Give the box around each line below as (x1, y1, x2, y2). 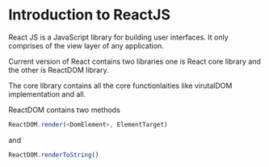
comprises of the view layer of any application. (8, 40, 164, 50)
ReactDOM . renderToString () (8, 151, 99, 159)
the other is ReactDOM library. (8, 65, 109, 74)
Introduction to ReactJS (8, 6, 171, 24)
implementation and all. (8, 89, 86, 98)
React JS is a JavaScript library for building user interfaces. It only (8, 32, 229, 42)
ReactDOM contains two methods (8, 105, 121, 115)
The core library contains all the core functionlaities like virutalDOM (8, 81, 233, 90)
